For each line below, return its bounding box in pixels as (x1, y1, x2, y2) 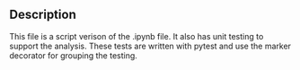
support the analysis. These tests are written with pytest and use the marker (9, 40, 292, 51)
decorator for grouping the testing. (9, 49, 137, 61)
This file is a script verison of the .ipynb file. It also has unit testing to (9, 31, 264, 41)
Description (9, 7, 76, 22)
